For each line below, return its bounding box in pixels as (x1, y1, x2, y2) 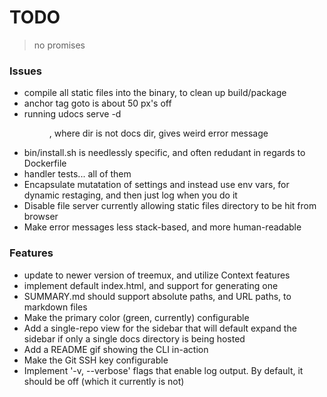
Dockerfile (23, 157, 67, 170)
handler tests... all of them (23, 168, 132, 180)
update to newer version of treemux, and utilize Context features (23, 269, 291, 281)
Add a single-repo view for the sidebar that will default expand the (23, 322, 297, 334)
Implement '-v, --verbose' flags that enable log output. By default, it (23, 364, 304, 376)
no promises (33, 39, 86, 51)
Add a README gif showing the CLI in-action (23, 343, 209, 355)
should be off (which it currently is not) (23, 375, 185, 387)
